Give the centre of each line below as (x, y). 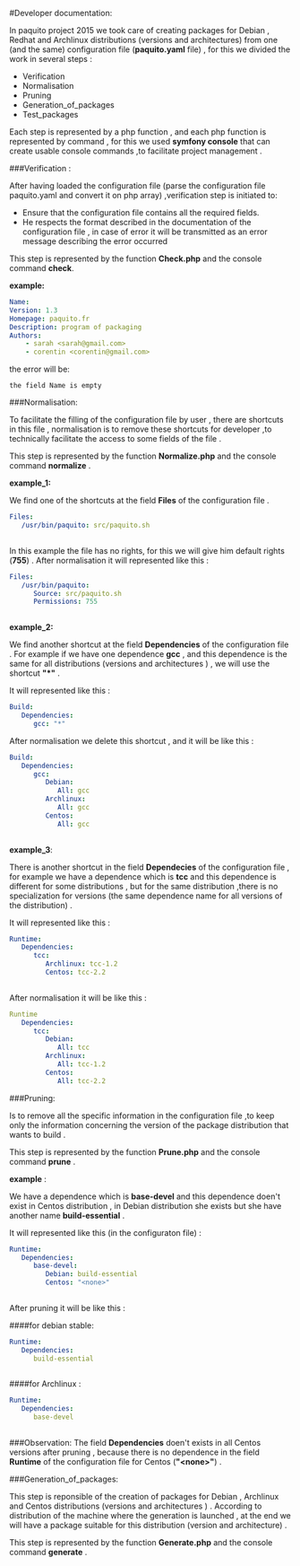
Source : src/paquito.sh (77, 593)
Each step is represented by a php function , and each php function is (138, 132)
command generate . (48, 1552)
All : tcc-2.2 (81, 1080)
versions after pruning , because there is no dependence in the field (134, 1452)
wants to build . (38, 1134)
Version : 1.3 (34, 310)
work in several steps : (51, 59)
